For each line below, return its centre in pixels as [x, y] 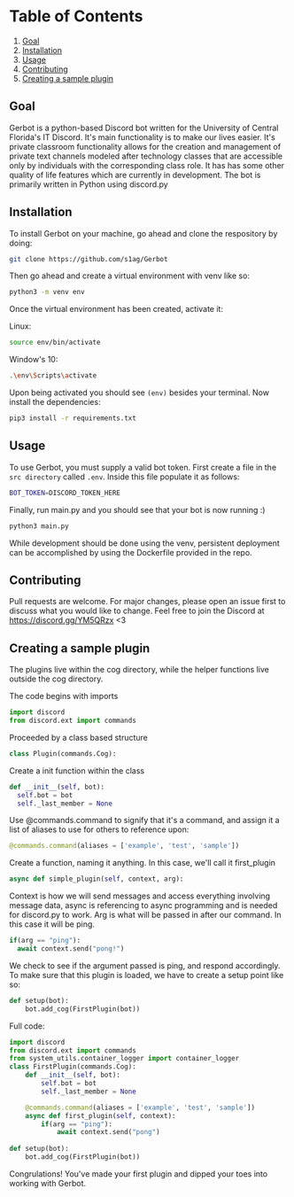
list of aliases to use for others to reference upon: [99, 829]
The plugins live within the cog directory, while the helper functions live [139, 670]
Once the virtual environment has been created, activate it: [116, 309]
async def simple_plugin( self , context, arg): [97, 879]
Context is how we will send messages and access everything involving [140, 896]
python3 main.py [39, 526]
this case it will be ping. [52, 924]
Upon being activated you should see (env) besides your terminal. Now [139, 393]
